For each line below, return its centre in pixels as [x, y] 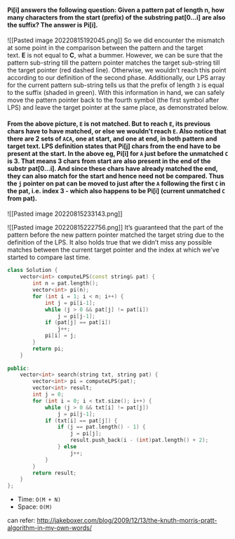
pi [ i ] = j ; [61, 336]
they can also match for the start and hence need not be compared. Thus [116, 176]
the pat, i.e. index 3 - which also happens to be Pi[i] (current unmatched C [116, 190]
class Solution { [33, 271]
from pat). [22, 198]
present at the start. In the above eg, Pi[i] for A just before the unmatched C [118, 153]
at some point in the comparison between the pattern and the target [105, 48]
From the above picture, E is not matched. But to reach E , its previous [109, 124]
